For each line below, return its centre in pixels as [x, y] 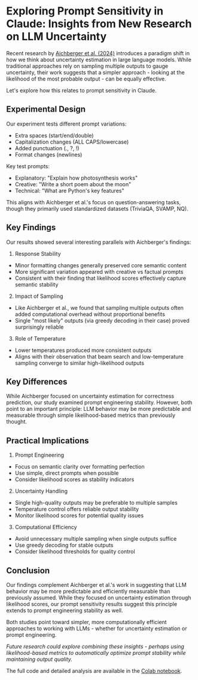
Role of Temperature [40, 338]
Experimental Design [46, 109]
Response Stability [38, 253]
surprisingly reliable [39, 327]
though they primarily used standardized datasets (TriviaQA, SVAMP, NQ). [97, 208]
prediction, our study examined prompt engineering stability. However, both [99, 402]
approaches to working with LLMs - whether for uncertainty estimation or [97, 628]
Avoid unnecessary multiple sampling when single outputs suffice [96, 539]
